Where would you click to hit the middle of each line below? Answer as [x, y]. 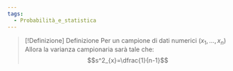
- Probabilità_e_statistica [55, 20]
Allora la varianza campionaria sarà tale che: [89, 49]
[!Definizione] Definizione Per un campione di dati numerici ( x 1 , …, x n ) [125, 41]
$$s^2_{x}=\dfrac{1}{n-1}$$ [128, 60]
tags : [15, 14]
